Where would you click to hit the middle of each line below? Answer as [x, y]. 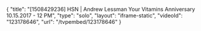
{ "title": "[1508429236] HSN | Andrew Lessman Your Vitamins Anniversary [101, 9]
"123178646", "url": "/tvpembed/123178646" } [64, 22]
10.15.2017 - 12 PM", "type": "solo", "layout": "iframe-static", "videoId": [95, 15]
